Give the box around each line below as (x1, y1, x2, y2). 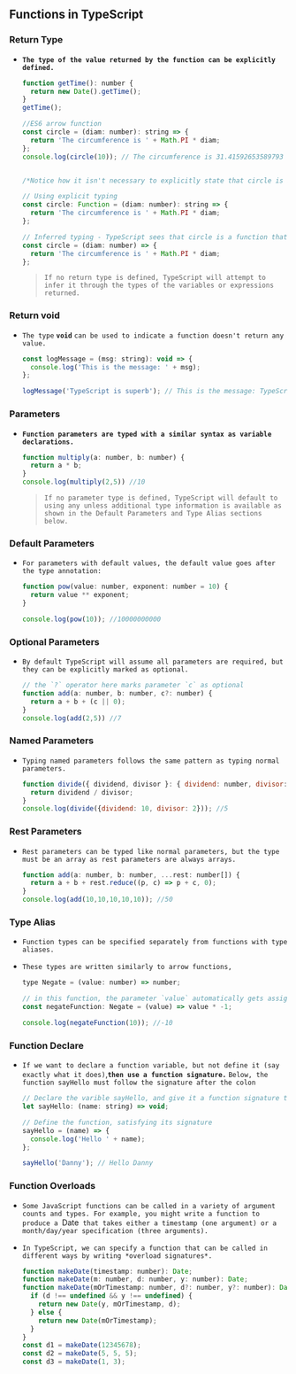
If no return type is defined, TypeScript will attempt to (43, 274, 267, 283)
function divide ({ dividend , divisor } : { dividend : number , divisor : (21, 780, 288, 788)
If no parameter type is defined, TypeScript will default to (43, 493, 278, 503)
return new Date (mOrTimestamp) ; (38, 1316, 157, 1325)
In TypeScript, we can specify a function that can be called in (21, 1244, 268, 1253)
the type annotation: (21, 567, 102, 576)
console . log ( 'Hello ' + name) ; (30, 1134, 146, 1144)
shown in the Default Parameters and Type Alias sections (43, 509, 262, 518)
